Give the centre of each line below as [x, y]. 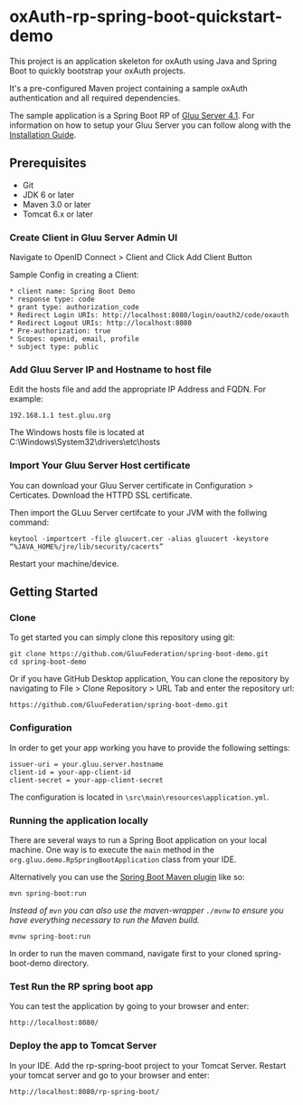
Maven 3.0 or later [57, 204]
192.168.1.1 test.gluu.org [60, 416]
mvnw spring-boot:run [50, 936]
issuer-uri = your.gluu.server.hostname [87, 764]
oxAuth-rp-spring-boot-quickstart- [146, 17]
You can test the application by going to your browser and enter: [129, 1006]
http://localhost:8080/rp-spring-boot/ [85, 1091]
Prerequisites [48, 164]
